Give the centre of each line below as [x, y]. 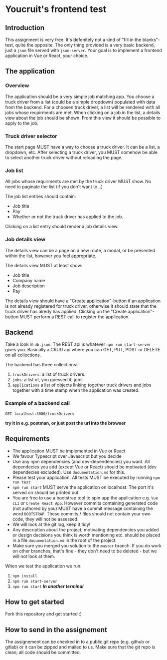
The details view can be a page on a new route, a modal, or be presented [80, 250]
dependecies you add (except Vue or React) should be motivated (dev [84, 467]
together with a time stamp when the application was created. [76, 390]
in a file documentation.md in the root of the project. [65, 540]
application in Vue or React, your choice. [47, 56]
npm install [25, 576]
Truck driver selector [31, 136]
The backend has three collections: [41, 365]
